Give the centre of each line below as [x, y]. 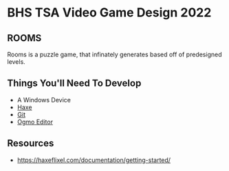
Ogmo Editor [35, 122]
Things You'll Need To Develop [74, 83]
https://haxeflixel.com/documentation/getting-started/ [94, 160]
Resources [31, 143]
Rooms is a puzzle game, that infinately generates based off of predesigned [115, 54]
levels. [16, 62]
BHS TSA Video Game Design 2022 [109, 13]
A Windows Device [44, 100]
